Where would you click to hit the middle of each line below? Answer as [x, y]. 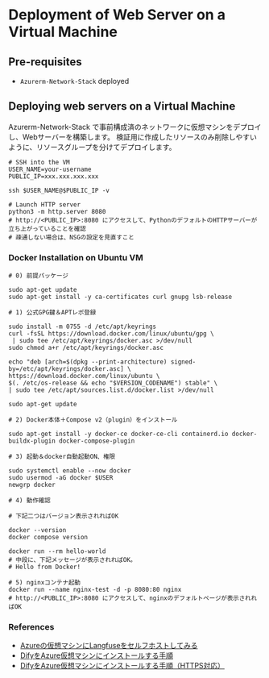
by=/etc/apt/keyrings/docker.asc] [66, 369]
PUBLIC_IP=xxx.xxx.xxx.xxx [54, 176]
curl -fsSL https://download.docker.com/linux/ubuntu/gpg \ [112, 334]
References [31, 627]
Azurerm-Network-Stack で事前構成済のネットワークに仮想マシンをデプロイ [135, 127]
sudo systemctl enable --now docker [70, 471]
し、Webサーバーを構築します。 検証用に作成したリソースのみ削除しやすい [133, 137]
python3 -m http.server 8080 [57, 211]
